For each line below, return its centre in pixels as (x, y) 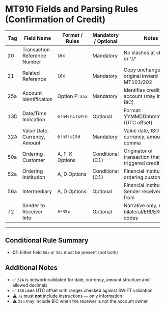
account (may (139, 96)
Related (31, 73)
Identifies (134, 90)
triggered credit (141, 163)
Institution (34, 177)
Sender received (143, 191)
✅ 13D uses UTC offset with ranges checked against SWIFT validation (82, 290)
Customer (34, 160)
